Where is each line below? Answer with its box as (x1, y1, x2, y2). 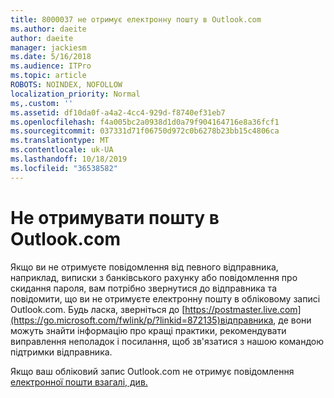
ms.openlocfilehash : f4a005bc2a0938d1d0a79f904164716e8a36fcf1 (10, 117, 280, 127)
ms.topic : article (10, 71, 87, 81)
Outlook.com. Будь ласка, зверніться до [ (10, 303, 186, 315)
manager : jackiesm (10, 42, 87, 53)
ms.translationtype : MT (10, 136, 110, 146)
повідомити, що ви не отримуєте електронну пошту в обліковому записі (10, 292, 321, 305)
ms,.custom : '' (10, 98, 74, 108)
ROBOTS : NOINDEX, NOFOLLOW (10, 80, 123, 90)
